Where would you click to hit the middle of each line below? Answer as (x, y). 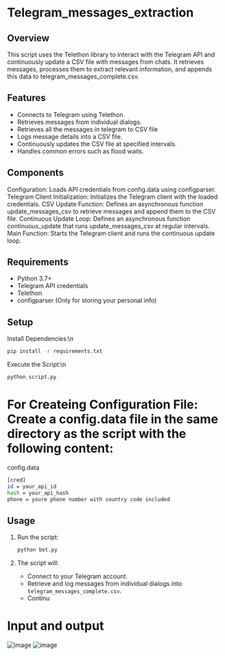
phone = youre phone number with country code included (88, 499)
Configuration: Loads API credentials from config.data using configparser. (111, 189)
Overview (28, 38)
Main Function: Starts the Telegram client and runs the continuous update (111, 233)
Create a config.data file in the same (113, 419)
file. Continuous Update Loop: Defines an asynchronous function (99, 219)
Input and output (56, 626)
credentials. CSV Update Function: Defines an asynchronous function (105, 204)
